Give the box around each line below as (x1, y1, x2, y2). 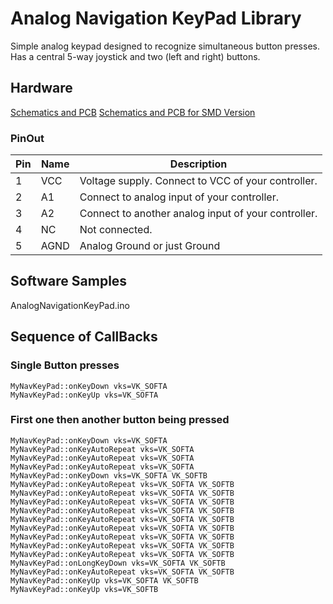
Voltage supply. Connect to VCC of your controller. (79, 174, 318, 188)
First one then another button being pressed (10, 413, 230, 427)
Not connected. (79, 223, 153, 237)
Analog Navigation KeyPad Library (10, 7, 302, 30)
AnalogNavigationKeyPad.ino (10, 299, 130, 311)
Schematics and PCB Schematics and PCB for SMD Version (10, 106, 256, 118)
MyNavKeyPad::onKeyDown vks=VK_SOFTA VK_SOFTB (10, 470, 208, 481)
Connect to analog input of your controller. (79, 190, 280, 204)
